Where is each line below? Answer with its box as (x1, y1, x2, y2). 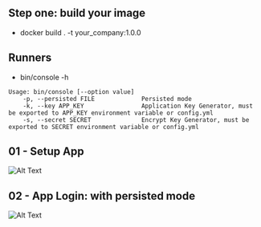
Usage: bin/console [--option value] (8, 87, 135, 95)
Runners (8, 51, 52, 65)
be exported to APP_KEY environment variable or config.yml (8, 108, 214, 117)
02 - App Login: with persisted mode (8, 188, 195, 203)
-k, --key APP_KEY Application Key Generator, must (22, 102, 253, 110)
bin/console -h (19, 72, 69, 82)
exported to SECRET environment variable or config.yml (8, 123, 199, 131)
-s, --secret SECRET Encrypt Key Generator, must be (22, 116, 250, 124)
